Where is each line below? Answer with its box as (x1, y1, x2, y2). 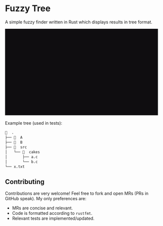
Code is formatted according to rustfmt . (12, 210, 93, 216)
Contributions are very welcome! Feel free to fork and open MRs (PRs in (5, 190, 149, 196)
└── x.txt (5, 164, 25, 169)
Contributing (5, 177, 45, 186)
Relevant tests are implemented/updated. (12, 215, 95, 222)
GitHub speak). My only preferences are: (5, 196, 86, 202)
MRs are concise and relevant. (12, 205, 73, 211)
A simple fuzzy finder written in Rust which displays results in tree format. (5, 19, 153, 25)
